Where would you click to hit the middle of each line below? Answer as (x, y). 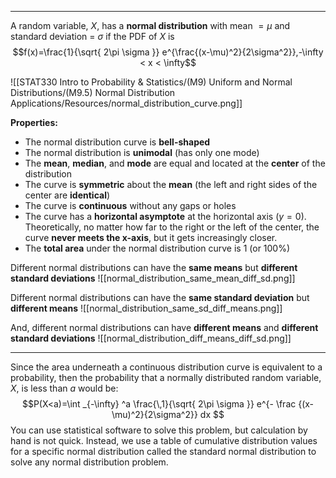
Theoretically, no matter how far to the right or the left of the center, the (172, 227)
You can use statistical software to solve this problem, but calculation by (159, 430)
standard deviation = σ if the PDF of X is (92, 36)
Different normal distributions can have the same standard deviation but (160, 297)
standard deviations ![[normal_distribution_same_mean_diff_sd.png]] (153, 278)
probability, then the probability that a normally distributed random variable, (166, 377)
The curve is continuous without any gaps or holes (130, 205)
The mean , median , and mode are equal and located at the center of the (175, 163)
